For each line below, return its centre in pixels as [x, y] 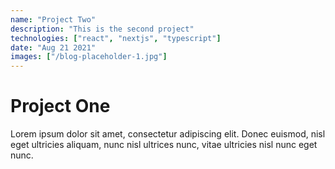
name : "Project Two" [53, 19]
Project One [60, 106]
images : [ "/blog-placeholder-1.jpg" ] [89, 57]
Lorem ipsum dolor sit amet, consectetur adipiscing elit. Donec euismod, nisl [168, 134]
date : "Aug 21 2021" [53, 47]
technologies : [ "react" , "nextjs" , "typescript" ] [116, 38]
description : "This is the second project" [102, 29]
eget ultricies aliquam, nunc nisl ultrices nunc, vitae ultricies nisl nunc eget [164, 145]
